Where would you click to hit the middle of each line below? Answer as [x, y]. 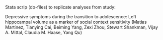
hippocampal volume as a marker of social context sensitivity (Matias [76, 22]
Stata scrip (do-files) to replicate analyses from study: [60, 7]
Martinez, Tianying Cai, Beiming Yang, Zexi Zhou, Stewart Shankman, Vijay [81, 27]
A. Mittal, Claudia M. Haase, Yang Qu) [44, 32]
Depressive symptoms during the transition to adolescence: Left [71, 17]
